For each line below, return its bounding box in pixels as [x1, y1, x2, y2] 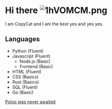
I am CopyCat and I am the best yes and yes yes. [5, 21, 104, 27]
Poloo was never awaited [5, 99, 56, 105]
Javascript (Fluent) [12, 53, 50, 59]
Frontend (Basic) [19, 63, 53, 69]
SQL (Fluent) [12, 84, 38, 90]
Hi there [5, 5, 38, 16]
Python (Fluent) [12, 48, 44, 54]
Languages [5, 35, 40, 43]
